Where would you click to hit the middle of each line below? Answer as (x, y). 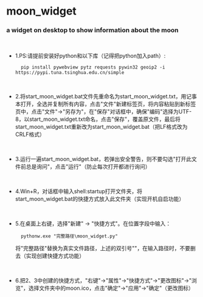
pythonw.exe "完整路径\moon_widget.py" (70, 236)
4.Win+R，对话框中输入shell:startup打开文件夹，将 (79, 191)
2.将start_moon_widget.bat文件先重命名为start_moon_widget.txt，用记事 (106, 97)
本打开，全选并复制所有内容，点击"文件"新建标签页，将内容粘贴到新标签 (105, 104)
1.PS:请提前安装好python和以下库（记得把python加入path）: (90, 56)
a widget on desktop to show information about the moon (92, 30)
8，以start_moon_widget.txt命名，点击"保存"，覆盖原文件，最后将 (98, 119)
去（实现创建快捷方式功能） (50, 256)
